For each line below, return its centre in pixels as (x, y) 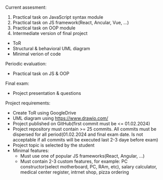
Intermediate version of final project (50, 33)
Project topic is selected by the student (54, 145)
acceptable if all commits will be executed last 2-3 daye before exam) (85, 140)
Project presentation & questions (47, 93)
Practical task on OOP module (44, 28)
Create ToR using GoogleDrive (44, 113)
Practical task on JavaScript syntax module (58, 17)
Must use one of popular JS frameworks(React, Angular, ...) (82, 156)
